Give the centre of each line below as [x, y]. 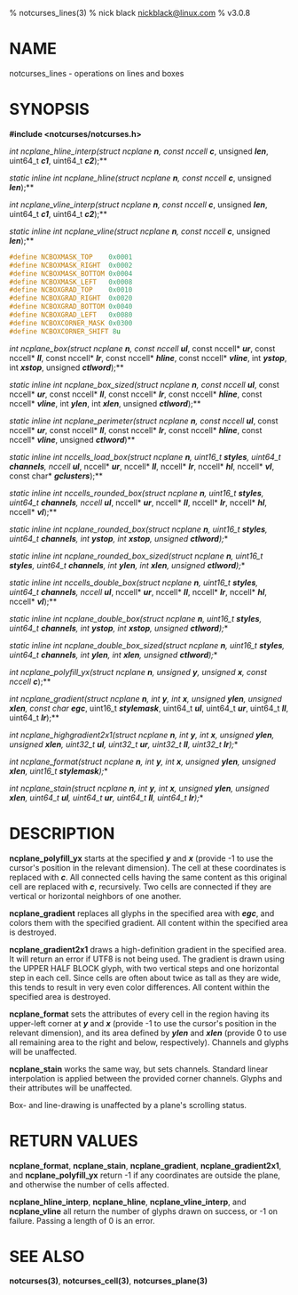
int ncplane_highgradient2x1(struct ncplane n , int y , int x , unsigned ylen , [142, 735]
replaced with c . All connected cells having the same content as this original [148, 877]
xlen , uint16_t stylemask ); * [59, 771]
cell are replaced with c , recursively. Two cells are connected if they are [141, 886]
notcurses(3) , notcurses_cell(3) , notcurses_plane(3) [109, 1281]
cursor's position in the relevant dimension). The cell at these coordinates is [148, 867]
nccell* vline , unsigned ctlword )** [72, 439]
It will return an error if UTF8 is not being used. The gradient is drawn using [147, 959]
